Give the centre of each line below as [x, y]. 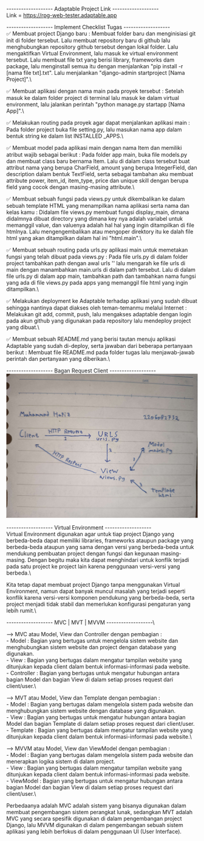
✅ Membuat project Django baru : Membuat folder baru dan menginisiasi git [101, 34]
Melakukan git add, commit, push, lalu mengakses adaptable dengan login [99, 314]
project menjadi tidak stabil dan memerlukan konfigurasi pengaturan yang [99, 604]
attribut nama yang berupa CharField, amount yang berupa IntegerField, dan [102, 168]
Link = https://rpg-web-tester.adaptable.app [62, 15]
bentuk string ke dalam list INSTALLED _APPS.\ [65, 136]
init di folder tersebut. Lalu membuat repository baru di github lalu [88, 40]
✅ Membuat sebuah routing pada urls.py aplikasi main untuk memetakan [97, 250]
